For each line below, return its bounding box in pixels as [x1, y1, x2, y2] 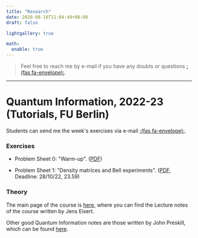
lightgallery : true [6, 30, 54, 36]
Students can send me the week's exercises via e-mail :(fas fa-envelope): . [6, 127, 187, 134]
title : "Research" [6, 8, 51, 15]
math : [6, 41, 19, 47]
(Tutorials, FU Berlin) [6, 107, 110, 121]
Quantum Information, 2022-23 [6, 95, 164, 109]
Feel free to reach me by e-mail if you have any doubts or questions [20, 63, 186, 70]
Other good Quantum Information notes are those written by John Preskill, [6, 219, 186, 226]
